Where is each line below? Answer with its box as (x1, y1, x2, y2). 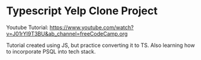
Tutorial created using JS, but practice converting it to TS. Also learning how (6, 42, 195, 49)
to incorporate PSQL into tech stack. (6, 48, 96, 55)
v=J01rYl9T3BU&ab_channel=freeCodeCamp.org (6, 30, 128, 37)
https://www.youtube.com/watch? (49, 24, 134, 31)
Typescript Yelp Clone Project (6, 4, 158, 18)
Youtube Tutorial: (6, 24, 49, 31)
